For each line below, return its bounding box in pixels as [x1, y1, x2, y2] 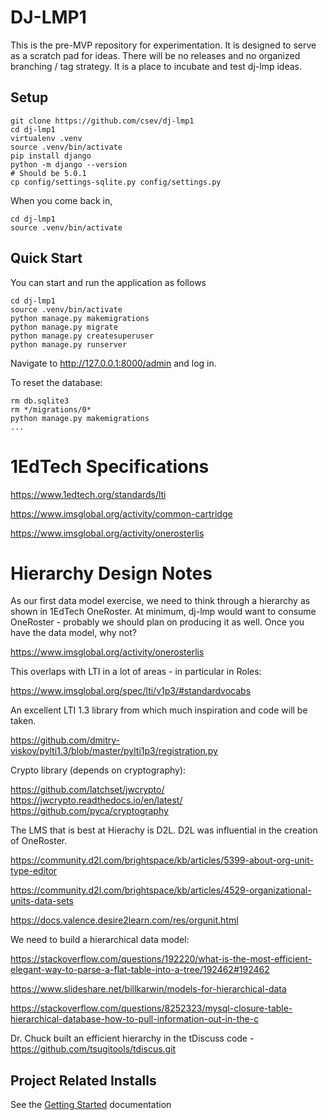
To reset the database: [10, 376, 103, 388]
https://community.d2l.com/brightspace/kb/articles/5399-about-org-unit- [10, 854, 314, 866]
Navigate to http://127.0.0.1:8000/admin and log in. [10, 357, 217, 369]
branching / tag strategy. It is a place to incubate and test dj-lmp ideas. [10, 60, 302, 72]
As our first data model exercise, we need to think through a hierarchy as [10, 595, 311, 607]
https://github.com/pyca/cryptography [10, 805, 169, 817]
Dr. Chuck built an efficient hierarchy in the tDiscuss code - [10, 1032, 255, 1045]
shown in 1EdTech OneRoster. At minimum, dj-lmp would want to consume [10, 606, 317, 618]
